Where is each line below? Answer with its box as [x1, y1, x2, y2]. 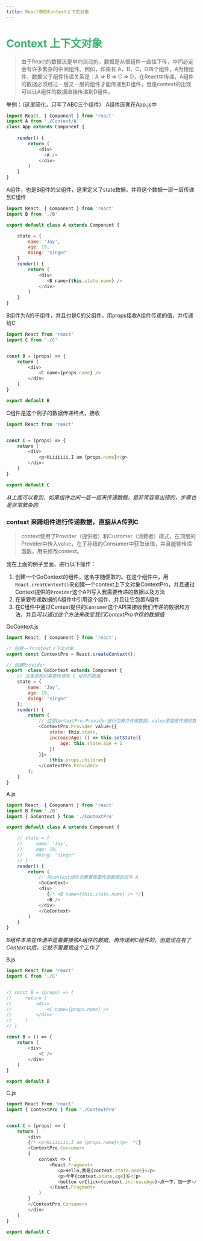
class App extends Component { [6, 124, 85, 130]
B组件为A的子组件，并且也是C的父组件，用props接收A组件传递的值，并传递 [6, 312, 194, 319]
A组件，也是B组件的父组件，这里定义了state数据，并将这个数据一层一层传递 [6, 186, 195, 193]
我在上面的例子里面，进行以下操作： [6, 560, 96, 567]
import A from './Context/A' [6, 118, 80, 124]
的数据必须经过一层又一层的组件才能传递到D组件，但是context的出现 [20, 80, 192, 87]
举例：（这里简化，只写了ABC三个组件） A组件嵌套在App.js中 [6, 101, 157, 108]
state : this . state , [49, 729, 98, 735]
